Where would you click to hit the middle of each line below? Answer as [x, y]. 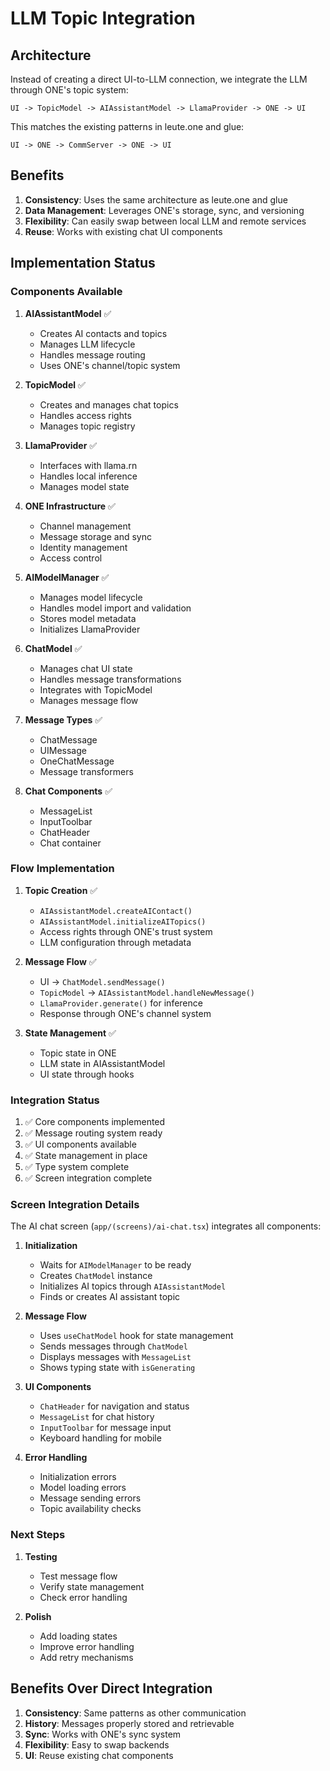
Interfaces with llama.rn [88, 465]
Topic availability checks [90, 1509]
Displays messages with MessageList [115, 1357]
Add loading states [78, 1636]
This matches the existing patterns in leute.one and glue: [127, 126]
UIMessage [63, 750]
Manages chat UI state [86, 668]
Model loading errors [83, 1488]
